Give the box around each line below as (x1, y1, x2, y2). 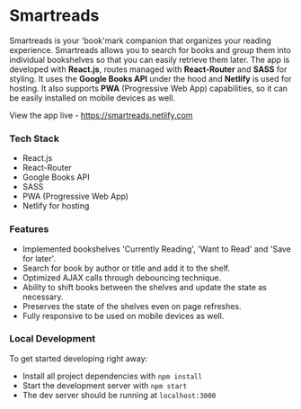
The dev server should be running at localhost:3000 (22, 389, 217, 400)
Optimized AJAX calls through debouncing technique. (22, 271, 222, 283)
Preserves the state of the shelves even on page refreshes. (22, 300, 242, 311)
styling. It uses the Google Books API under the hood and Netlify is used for (9, 73, 292, 84)
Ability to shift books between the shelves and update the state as (22, 281, 267, 292)
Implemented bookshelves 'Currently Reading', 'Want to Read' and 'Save (22, 244, 292, 254)
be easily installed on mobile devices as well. (9, 92, 176, 103)
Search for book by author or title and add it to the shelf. (22, 262, 231, 273)
